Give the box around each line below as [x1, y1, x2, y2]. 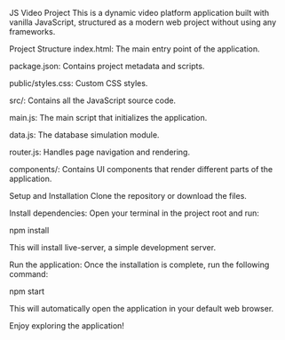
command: [9, 269, 49, 279]
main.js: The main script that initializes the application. [9, 113, 208, 123]
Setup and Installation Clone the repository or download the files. [9, 191, 247, 201]
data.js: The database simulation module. [9, 130, 160, 140]
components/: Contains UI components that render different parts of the [9, 164, 273, 174]
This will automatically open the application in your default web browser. [9, 304, 274, 313]
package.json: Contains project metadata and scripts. [9, 61, 205, 71]
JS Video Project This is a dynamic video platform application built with [9, 8, 269, 18]
